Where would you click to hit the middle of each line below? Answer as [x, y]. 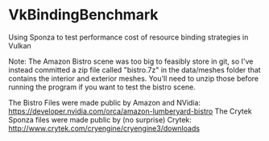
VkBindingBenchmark [83, 15]
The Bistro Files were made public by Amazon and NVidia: [105, 102]
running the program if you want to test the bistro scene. [102, 87]
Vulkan [20, 45]
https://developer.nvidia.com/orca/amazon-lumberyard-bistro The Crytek [130, 111]
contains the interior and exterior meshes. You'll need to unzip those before [134, 78]
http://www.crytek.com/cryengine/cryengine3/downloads [104, 128]
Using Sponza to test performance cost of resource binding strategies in [128, 37]
